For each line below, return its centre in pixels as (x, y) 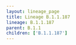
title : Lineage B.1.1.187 (38, 17)
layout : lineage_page (33, 11)
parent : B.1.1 (24, 28)
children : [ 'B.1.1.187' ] (37, 33)
